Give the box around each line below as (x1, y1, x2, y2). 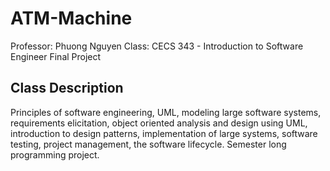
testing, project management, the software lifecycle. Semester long (10, 138, 287, 150)
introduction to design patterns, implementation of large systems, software (10, 127, 318, 139)
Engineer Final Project (10, 50, 102, 62)
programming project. (10, 148, 100, 161)
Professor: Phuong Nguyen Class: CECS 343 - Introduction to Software (10, 40, 304, 52)
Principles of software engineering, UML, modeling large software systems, (10, 106, 322, 118)
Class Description (10, 80, 124, 97)
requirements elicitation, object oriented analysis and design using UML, (10, 117, 308, 129)
